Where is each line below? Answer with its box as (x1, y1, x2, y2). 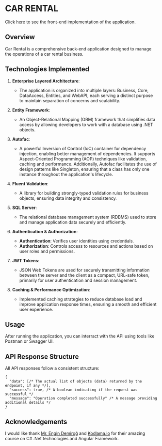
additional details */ (5, 400, 51, 405)
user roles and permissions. (19, 248, 75, 254)
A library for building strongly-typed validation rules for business (19, 190, 149, 196)
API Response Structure (5, 352, 79, 361)
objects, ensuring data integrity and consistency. (19, 195, 117, 201)
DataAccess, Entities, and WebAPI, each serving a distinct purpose (19, 93, 153, 98)
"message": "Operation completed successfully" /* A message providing (9, 396, 158, 401)
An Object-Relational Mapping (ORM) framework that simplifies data (19, 116, 156, 122)
